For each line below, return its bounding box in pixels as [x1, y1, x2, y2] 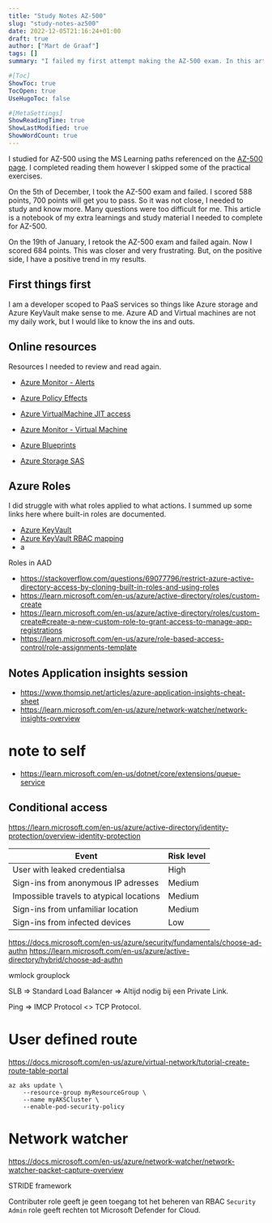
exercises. [8, 171, 43, 181]
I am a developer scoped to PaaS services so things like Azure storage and [8, 299, 258, 309]
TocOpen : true [8, 87, 57, 95]
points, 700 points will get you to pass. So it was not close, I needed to [8, 195, 244, 205]
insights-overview [19, 714, 81, 723]
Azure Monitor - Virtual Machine [19, 424, 128, 434]
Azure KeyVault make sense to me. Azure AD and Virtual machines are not [8, 307, 257, 317]
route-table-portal [8, 1066, 69, 1075]
